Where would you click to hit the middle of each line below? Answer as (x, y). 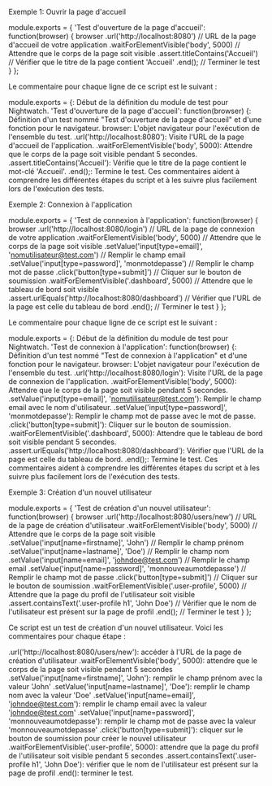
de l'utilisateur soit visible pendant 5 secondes (86, 755)
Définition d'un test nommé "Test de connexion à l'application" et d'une (128, 356)
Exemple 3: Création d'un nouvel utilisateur (80, 492)
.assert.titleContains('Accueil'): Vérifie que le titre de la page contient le (127, 163)
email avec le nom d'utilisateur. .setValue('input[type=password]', (118, 407)
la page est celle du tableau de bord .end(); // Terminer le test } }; (117, 307)
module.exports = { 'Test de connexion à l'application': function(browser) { (133, 220)
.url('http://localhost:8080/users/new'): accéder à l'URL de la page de (125, 652)
